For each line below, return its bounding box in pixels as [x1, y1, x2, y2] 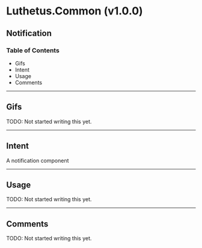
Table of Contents [6, 46, 60, 55]
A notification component [6, 157, 69, 164]
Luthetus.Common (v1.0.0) [6, 4, 143, 18]
